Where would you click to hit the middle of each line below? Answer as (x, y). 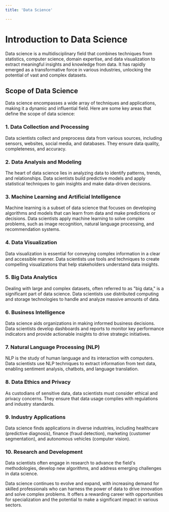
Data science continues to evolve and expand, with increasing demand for (82, 484)
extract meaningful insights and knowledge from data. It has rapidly (75, 64)
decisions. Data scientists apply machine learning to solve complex (75, 219)
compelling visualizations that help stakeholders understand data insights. (82, 264)
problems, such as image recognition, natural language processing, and (80, 224)
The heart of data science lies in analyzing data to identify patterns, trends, (83, 173)
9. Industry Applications (35, 417)
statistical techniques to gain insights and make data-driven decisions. (78, 183)
